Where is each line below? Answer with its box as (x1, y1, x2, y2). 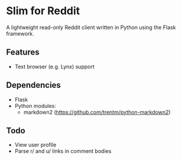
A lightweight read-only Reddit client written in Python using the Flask (6, 24, 176, 31)
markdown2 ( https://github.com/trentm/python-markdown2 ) (23, 108, 171, 116)
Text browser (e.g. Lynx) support (14, 63, 95, 70)
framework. (6, 30, 34, 37)
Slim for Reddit (6, 4, 80, 18)
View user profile (14, 141, 57, 149)
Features (6, 47, 40, 57)
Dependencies (6, 80, 61, 90)
